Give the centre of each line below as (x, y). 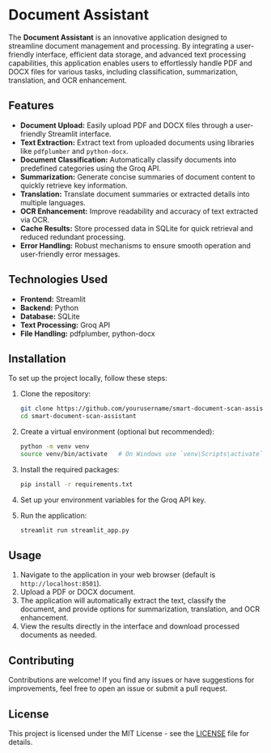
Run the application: (53, 515)
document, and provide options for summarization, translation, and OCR (140, 609)
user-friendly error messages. (70, 254)
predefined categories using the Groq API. (91, 168)
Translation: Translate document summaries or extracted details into (135, 194)
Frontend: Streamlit (53, 299)
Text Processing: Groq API (65, 324)
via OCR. (35, 219)
